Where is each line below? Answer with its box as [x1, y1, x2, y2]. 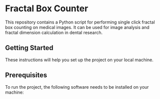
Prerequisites [5, 71, 47, 79]
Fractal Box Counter [5, 3, 89, 14]
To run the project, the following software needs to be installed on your [5, 84, 149, 90]
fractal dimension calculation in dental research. [5, 29, 103, 35]
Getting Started [5, 44, 54, 52]
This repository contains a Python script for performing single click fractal [5, 19, 155, 25]
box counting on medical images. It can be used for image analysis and [5, 24, 150, 30]
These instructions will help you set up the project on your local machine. [5, 57, 154, 63]
